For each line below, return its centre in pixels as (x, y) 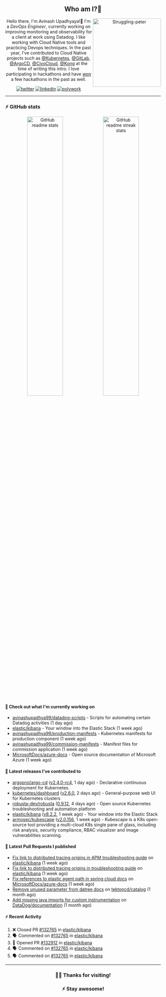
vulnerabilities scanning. (37, 835)
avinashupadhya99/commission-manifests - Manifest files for (75, 744)
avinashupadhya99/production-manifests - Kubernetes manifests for (82, 734)
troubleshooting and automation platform (54, 809)
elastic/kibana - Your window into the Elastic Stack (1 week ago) (77, 728)
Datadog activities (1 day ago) (42, 723)
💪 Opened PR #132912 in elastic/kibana (52, 942)
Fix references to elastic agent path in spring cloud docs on (73, 879)
